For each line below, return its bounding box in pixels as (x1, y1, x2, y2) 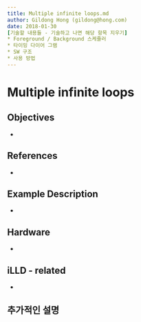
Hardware (7, 226, 50, 238)
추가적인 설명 (7, 304, 60, 316)
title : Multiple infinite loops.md (7, 10, 109, 17)
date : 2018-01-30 (7, 23, 57, 30)
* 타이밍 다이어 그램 (7, 42, 58, 49)
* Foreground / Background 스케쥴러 (7, 36, 107, 43)
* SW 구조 (7, 49, 32, 56)
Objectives (7, 111, 55, 124)
